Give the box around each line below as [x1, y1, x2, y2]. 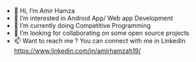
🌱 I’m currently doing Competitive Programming [13, 22, 151, 29]
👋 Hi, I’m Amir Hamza [13, 7, 75, 15]
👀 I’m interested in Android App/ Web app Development [13, 14, 173, 22]
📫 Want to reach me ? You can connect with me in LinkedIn [13, 37, 186, 45]
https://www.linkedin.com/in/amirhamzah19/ [13, 47, 142, 55]
